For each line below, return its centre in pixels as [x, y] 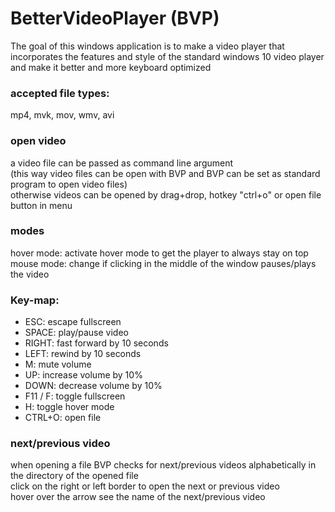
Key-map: [35, 300]
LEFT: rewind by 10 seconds [83, 354]
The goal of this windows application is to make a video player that [147, 46]
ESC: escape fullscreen [73, 322]
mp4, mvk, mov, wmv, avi [62, 115]
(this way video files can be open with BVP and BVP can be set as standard [165, 173]
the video [30, 274]
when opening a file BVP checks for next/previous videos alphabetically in [163, 465]
